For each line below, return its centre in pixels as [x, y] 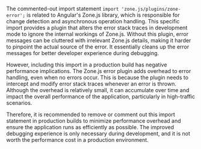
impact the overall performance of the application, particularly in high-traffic [101, 96]
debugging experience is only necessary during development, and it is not [98, 133]
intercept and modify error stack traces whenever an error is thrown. [91, 84]
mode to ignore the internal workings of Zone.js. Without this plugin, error [97, 34]
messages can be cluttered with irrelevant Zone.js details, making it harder [99, 40]
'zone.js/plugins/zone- [151, 9]
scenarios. [19, 103]
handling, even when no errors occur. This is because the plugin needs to [97, 77]
